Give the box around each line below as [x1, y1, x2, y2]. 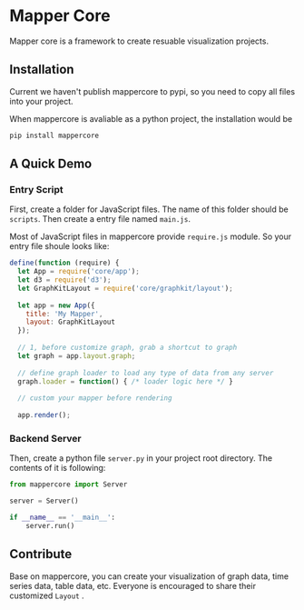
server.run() [25, 521, 75, 530]
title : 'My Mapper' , [25, 309, 103, 318]
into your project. [9, 95, 74, 106]
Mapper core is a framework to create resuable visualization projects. [9, 35, 270, 46]
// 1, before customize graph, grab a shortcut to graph [17, 343, 238, 353]
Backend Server [9, 432, 82, 445]
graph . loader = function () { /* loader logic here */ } [17, 376, 233, 386]
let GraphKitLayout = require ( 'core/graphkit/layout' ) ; [17, 284, 233, 293]
